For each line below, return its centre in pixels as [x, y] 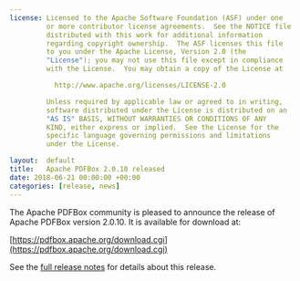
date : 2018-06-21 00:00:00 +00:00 [75, 177]
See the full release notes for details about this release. [113, 266]
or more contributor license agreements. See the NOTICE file [169, 26]
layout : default [42, 161]
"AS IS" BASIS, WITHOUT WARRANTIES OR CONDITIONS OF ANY [156, 119]
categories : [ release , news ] [65, 186]
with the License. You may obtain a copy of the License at [165, 69]
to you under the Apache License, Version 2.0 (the [146, 52]
